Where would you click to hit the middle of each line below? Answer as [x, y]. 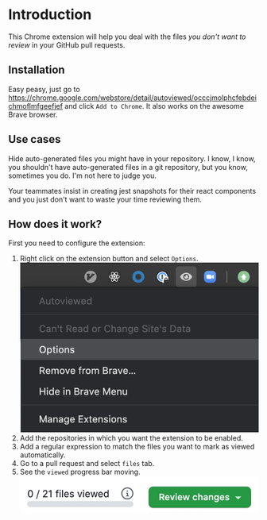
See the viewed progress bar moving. [80, 472]
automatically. [43, 455]
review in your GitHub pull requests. [67, 44]
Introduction [50, 15]
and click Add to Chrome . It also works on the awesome [154, 106]
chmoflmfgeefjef [36, 106]
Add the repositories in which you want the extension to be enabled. [132, 438]
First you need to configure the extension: [77, 243]
